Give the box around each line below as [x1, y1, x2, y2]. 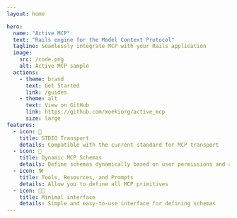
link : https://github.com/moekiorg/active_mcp [25, 109, 166, 116]
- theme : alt [19, 95, 58, 102]
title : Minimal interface [19, 193, 96, 201]
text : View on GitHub [25, 102, 90, 109]
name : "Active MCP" [13, 30, 71, 37]
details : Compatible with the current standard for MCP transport [19, 141, 219, 148]
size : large [25, 115, 61, 122]
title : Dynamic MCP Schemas [19, 155, 102, 162]
